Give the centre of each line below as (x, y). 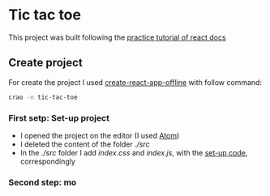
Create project (45, 63)
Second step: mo (43, 182)
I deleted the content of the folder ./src (85, 144)
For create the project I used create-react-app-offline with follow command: (135, 82)
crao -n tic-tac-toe (43, 97)
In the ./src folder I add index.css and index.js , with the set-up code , (134, 152)
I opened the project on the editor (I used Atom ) (100, 135)
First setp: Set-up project (59, 117)
